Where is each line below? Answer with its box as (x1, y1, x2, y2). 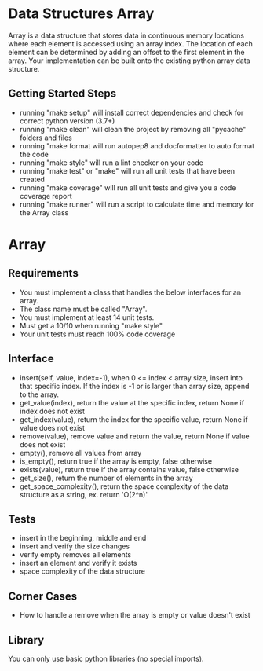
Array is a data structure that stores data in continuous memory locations (8, 31, 245, 40)
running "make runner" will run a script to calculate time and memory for (19, 200, 254, 209)
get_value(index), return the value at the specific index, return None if (19, 398, 245, 407)
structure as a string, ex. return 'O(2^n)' (19, 489, 148, 499)
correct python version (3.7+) (19, 115, 115, 126)
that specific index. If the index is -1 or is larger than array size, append (19, 381, 250, 390)
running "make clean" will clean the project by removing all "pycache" (19, 124, 247, 134)
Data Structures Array (8, 5, 155, 23)
